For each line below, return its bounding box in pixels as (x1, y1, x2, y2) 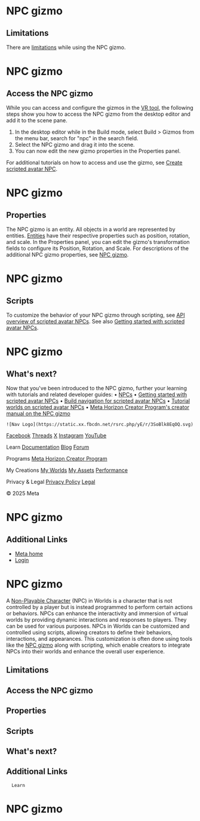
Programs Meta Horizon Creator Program (6, 455, 107, 462)
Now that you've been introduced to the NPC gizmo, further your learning (6, 385, 187, 391)
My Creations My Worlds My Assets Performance (6, 467, 128, 474)
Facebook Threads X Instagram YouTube (6, 432, 107, 439)
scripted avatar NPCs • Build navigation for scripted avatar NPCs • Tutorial (6, 397, 190, 404)
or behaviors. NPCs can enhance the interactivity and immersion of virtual (6, 610, 188, 617)
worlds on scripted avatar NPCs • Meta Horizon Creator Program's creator (6, 404, 190, 410)
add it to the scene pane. (6, 117, 67, 124)
